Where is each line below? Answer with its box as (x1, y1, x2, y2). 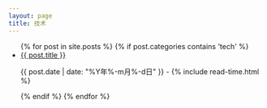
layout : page (8, 11, 53, 20)
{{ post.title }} (19, 50, 67, 60)
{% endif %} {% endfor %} (19, 91, 110, 101)
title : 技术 (8, 19, 46, 27)
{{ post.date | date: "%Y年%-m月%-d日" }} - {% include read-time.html (19, 66, 260, 77)
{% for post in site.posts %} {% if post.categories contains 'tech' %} (19, 41, 249, 51)
